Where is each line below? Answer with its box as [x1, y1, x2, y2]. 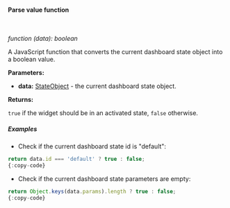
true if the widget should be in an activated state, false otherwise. [8, 109, 199, 117]
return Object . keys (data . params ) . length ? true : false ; [8, 188, 176, 195]
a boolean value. [8, 55, 56, 64]
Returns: [8, 96, 34, 104]
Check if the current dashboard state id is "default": [17, 142, 166, 150]
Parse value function [8, 6, 69, 14]
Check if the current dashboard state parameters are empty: [17, 174, 191, 183]
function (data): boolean [8, 35, 79, 43]
